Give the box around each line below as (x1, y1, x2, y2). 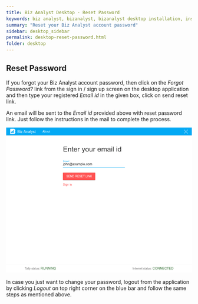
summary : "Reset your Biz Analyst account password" (6, 22, 138, 28)
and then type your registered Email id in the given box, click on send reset (6, 92, 188, 99)
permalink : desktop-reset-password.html (6, 34, 107, 41)
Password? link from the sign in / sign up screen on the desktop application (6, 85, 189, 92)
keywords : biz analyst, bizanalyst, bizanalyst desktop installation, (6, 15, 183, 22)
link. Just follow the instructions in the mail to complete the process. (6, 115, 171, 122)
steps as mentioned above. (6, 290, 72, 298)
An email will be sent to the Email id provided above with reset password (6, 109, 183, 117)
